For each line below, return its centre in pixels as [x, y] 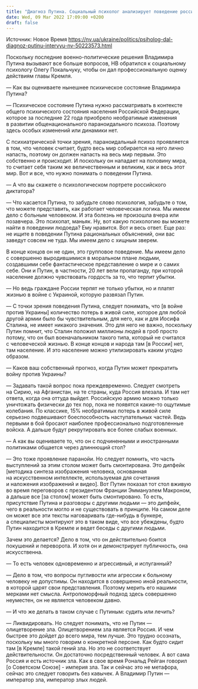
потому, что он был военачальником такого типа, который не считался [96, 337]
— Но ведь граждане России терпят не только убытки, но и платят [90, 288]
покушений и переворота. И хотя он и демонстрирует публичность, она [97, 546]
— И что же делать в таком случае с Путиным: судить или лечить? [90, 612]
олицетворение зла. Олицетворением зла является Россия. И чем [90, 630]
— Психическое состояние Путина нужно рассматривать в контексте [94, 105]
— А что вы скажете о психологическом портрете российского [86, 185]
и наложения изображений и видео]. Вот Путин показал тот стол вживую [99, 484]
